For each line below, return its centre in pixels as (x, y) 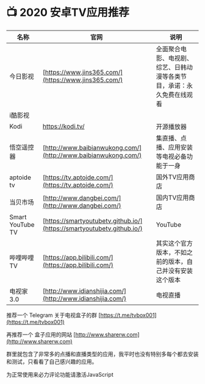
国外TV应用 (172, 177)
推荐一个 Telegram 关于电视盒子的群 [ (53, 315)
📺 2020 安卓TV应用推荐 (68, 12)
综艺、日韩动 (174, 67)
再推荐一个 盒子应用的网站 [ (41, 334)
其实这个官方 (174, 243)
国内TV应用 (172, 197)
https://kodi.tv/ (63, 126)
